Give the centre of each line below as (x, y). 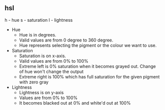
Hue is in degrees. (38, 35)
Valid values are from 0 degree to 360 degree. (66, 40)
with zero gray (34, 82)
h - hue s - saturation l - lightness (39, 20)
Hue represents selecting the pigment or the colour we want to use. (88, 45)
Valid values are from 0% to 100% (54, 61)
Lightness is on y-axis (41, 92)
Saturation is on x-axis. (42, 56)
